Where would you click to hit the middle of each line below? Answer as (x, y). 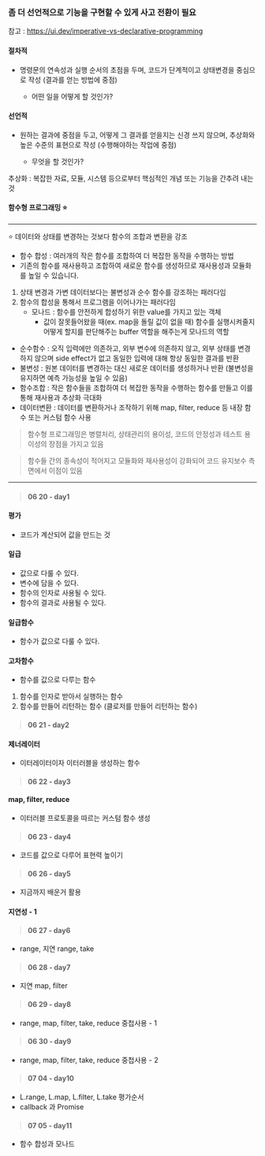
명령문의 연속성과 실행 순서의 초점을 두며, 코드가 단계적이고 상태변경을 (127, 69)
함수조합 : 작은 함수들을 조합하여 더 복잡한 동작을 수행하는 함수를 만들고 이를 (136, 387)
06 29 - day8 (49, 1004)
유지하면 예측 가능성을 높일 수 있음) (73, 378)
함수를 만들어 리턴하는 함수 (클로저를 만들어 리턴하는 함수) (108, 707)
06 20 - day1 (49, 496)
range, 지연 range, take (57, 949)
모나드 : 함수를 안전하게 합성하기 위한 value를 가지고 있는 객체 (126, 311)
